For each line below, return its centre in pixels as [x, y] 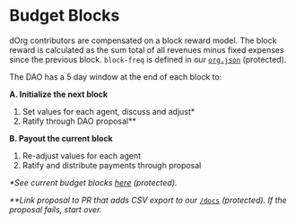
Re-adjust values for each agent [82, 155]
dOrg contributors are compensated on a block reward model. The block [143, 40]
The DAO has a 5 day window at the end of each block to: [116, 76]
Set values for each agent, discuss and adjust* [109, 111]
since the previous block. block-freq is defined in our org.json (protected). [148, 59]
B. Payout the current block [61, 138]
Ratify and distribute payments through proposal [112, 165]
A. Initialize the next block [59, 94]
